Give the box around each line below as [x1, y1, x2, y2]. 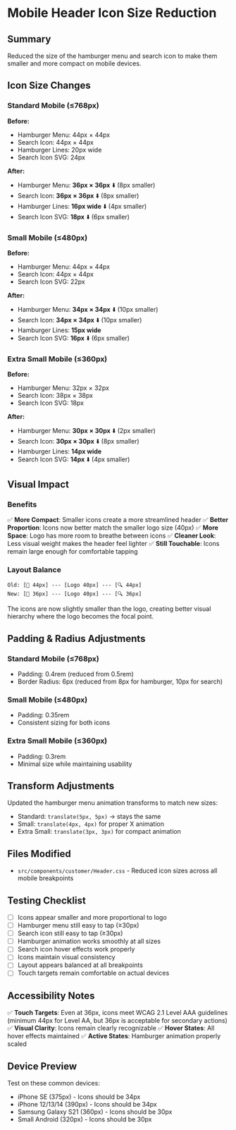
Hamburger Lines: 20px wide [17, 145, 102, 154]
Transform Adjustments [7, 779, 115, 791]
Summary [7, 33, 51, 45]
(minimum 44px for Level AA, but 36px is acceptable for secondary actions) [7, 1016, 228, 1025]
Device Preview [7, 1060, 77, 1072]
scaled [7, 1040, 27, 1048]
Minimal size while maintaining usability [17, 760, 132, 768]
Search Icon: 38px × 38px [17, 391, 94, 400]
